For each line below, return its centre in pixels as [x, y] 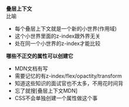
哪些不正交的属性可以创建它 [40, 56]
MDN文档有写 [31, 69]
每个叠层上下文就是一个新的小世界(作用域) [66, 29]
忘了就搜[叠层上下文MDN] [46, 91]
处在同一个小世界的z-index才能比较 [57, 43]
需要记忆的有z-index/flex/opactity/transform [68, 76]
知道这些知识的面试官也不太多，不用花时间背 [69, 83]
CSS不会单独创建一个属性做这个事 [56, 98]
